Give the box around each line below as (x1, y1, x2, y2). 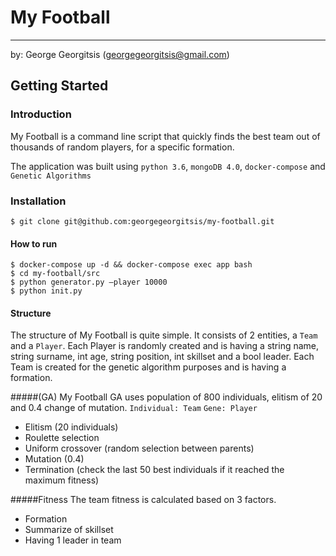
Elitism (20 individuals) (24, 421, 119, 433)
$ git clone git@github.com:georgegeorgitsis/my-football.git (10, 216, 275, 226)
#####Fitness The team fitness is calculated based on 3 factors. (10, 494, 277, 506)
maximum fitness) (24, 474, 100, 486)
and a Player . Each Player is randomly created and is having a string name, (10, 340, 320, 352)
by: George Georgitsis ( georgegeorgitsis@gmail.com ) (10, 48, 230, 60)
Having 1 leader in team (24, 534, 122, 546)
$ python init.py (10, 286, 83, 296)
